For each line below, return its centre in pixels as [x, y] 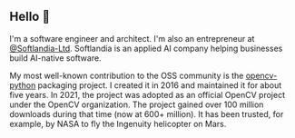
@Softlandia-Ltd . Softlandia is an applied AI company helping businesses [146, 48]
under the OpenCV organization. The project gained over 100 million [137, 104]
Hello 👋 [30, 17]
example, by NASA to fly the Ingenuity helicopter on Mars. [118, 123]
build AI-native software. [55, 58]
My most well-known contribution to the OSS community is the [127, 75]
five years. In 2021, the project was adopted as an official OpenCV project [147, 94]
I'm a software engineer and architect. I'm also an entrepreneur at [132, 38]
